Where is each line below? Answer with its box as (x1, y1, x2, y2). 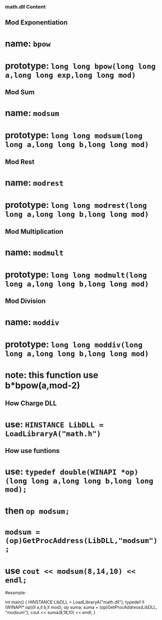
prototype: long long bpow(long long (5, 60, 156, 71)
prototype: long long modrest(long (5, 200, 147, 210)
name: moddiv (5, 317, 59, 327)
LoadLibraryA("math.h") (5, 429, 101, 438)
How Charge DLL (5, 399, 57, 408)
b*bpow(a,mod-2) (5, 380, 80, 391)
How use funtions (5, 447, 60, 455)
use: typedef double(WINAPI (5, 466, 117, 477)
